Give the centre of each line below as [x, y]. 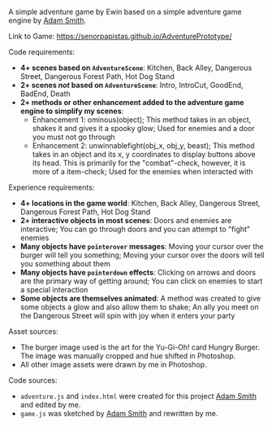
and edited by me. [50, 405]
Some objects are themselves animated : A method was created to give [140, 298]
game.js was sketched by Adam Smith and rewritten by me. [119, 413]
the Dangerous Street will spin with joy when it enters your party [127, 316]
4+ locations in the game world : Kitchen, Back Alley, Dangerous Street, [140, 203]
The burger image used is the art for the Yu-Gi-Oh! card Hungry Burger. [140, 347]
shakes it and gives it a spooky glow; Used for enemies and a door [143, 128]
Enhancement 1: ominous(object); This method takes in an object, [142, 120]
